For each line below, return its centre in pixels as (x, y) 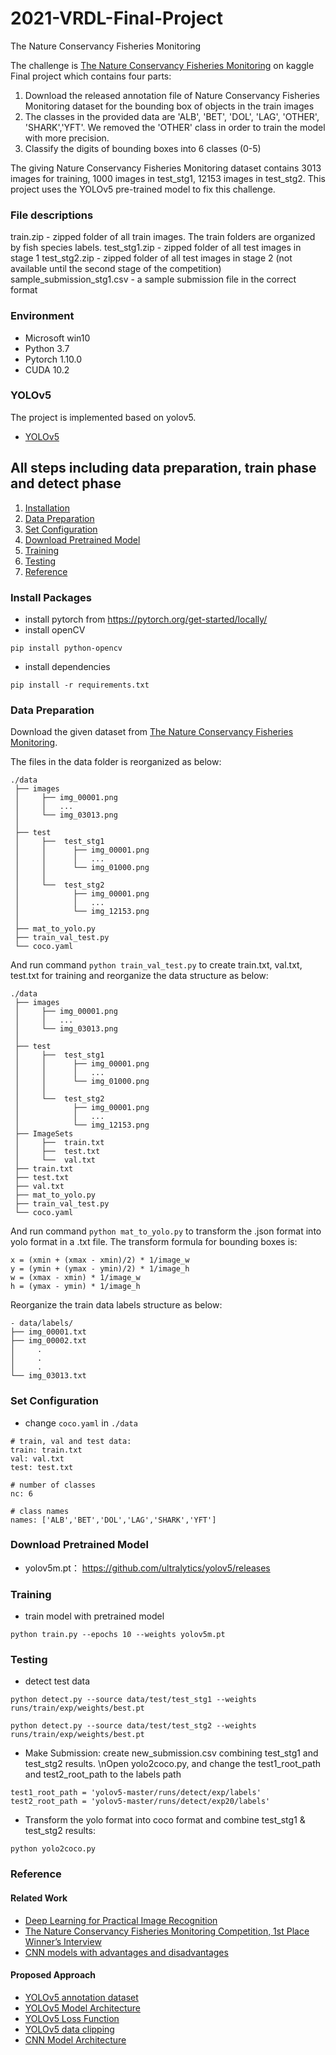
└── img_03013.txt (48, 1376)
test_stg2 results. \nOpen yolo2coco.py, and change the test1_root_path (173, 1764)
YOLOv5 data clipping (69, 2029)
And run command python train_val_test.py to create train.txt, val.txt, (156, 965)
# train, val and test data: (71, 1441)
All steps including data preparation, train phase (163, 468)
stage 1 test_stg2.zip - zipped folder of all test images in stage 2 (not (151, 258)
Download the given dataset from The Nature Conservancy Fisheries (152, 732)
